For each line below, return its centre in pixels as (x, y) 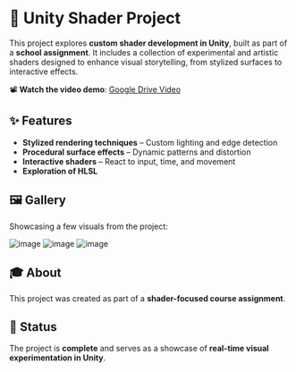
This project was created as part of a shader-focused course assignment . (148, 299)
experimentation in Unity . (58, 358)
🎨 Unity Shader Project (95, 18)
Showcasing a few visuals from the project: (89, 226)
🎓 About (35, 272)
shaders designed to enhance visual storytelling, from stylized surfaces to (146, 62)
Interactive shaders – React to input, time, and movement (129, 161)
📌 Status (34, 327)
